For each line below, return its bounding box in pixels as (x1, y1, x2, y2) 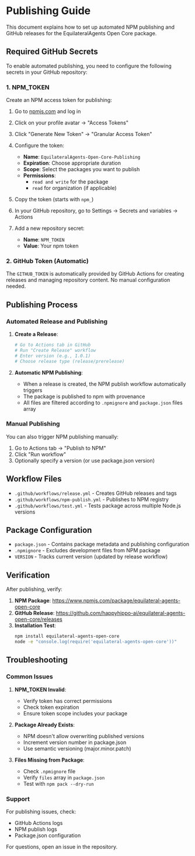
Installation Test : (14, 622, 57, 629)
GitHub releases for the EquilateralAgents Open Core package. (6, 29, 157, 36)
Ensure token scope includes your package (23, 709, 127, 716)
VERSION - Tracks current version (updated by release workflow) (14, 553, 168, 561)
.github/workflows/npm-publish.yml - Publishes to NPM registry (14, 495, 169, 502)
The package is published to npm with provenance (23, 393, 145, 400)
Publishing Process (6, 300, 78, 310)
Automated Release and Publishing (6, 317, 108, 325)
